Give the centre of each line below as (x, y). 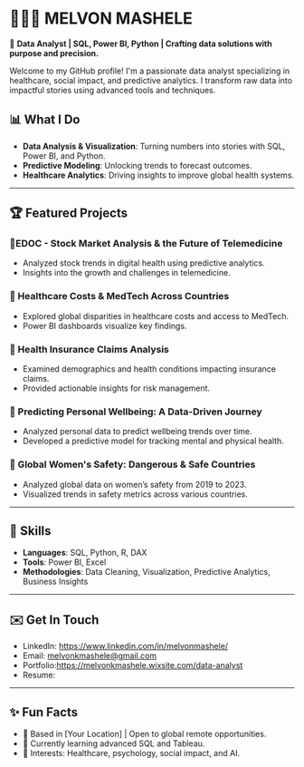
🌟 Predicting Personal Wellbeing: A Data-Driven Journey (136, 412)
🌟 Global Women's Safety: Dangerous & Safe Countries (133, 464)
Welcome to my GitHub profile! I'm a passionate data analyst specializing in (150, 71)
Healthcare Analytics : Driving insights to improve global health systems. (158, 175)
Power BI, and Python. (64, 155)
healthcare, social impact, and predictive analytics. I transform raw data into (151, 80)
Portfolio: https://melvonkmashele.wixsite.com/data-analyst (133, 665)
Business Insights (55, 582)
